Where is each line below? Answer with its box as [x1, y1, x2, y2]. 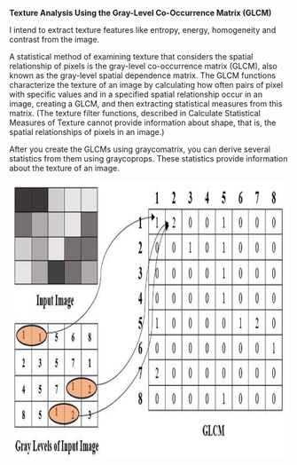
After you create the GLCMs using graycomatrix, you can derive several [9, 144, 270, 154]
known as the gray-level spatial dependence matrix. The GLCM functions [9, 70, 277, 81]
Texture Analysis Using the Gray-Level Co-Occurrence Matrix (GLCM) [9, 8, 272, 18]
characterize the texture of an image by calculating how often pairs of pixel [9, 80, 284, 90]
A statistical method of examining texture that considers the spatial [9, 51, 254, 61]
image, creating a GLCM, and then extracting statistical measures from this [9, 99, 283, 109]
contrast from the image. [9, 35, 100, 44]
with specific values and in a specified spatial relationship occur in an [9, 89, 263, 99]
